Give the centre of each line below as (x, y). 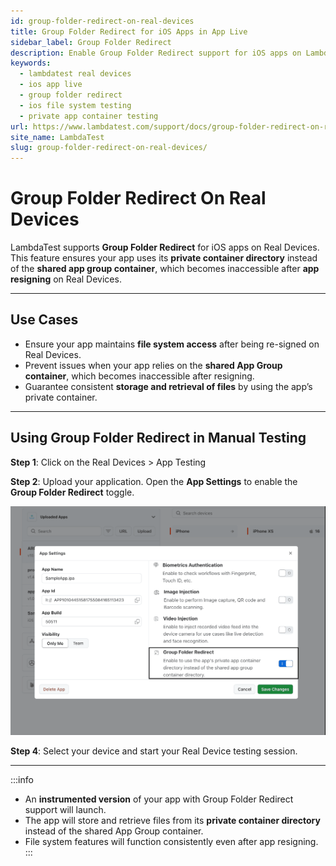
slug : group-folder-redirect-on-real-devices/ (109, 148)
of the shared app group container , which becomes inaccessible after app (165, 269)
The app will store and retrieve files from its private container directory (172, 821)
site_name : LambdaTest (57, 137)
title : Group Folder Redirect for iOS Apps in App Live (129, 31)
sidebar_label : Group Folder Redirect (91, 42)
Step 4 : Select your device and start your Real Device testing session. (154, 751)
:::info (22, 780)
